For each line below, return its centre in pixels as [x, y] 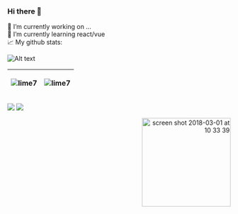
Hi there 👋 [25, 11]
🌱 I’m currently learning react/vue [56, 34]
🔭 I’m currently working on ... [50, 27]
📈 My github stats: [35, 43]
